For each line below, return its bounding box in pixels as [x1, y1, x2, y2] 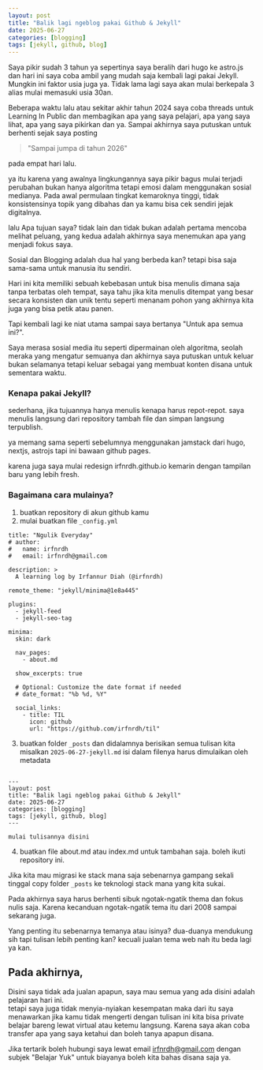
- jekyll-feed [15, 607, 61, 615]
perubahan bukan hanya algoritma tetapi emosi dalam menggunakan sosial [8, 182, 252, 192]
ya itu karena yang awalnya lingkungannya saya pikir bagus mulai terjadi [8, 175, 243, 184]
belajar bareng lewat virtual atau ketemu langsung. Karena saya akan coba [8, 1020, 250, 1030]
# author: [8, 538, 41, 546]
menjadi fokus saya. [8, 240, 73, 250]
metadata [19, 755, 51, 764]
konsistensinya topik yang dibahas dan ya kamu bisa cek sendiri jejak [8, 199, 234, 209]
